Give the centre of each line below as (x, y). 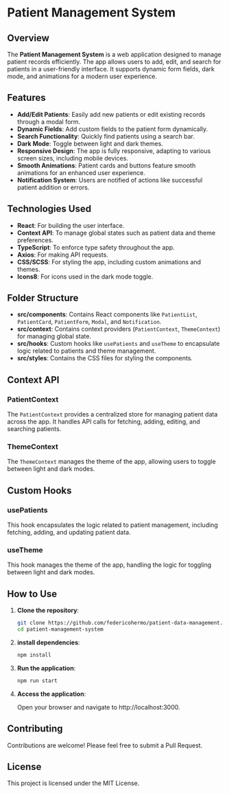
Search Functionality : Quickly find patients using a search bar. (106, 136)
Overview (28, 38)
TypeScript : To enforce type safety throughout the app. (96, 247)
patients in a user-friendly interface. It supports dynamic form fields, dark (111, 69)
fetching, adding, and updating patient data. (69, 533)
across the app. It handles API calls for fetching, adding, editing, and (104, 422)
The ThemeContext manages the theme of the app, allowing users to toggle (111, 462)
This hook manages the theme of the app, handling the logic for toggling (109, 565)
